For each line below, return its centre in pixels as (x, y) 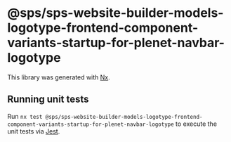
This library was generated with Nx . (59, 77)
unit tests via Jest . (34, 131)
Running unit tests (48, 99)
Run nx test (25, 116)
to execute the (196, 124)
